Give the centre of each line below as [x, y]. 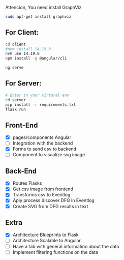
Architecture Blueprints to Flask [45, 235]
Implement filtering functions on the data [55, 252]
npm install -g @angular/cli [36, 59]
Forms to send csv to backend [44, 149]
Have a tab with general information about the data [66, 246]
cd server [16, 100]
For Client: [22, 33]
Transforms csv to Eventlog [41, 195]
